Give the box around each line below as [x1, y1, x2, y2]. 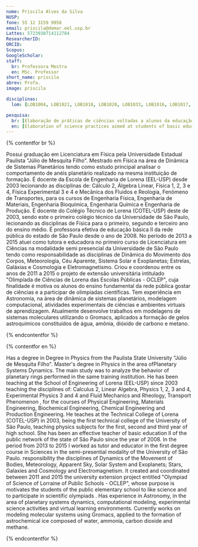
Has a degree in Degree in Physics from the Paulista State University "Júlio [6, 355, 187, 362]
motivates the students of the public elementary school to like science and [6, 486, 187, 493]
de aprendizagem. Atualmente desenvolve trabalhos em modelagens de [6, 307, 181, 315]
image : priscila [6, 86, 46, 91]
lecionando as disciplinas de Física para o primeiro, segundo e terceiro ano [6, 220, 189, 227]
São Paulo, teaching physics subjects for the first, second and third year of [6, 423, 188, 431]
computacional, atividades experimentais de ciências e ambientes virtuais [6, 302, 186, 309]
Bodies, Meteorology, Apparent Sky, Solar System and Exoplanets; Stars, [6, 461, 183, 468]
